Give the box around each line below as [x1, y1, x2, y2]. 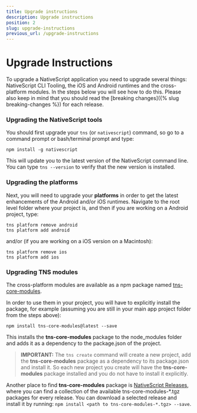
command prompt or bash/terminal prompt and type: [6, 135, 134, 143]
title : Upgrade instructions [6, 8, 78, 15]
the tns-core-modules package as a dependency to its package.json [20, 357, 189, 364]
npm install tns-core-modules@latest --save [6, 323, 117, 329]
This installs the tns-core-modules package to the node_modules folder [6, 333, 182, 340]
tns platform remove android [6, 222, 78, 228]
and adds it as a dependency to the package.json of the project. [6, 340, 162, 347]
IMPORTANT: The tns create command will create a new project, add [20, 351, 191, 358]
